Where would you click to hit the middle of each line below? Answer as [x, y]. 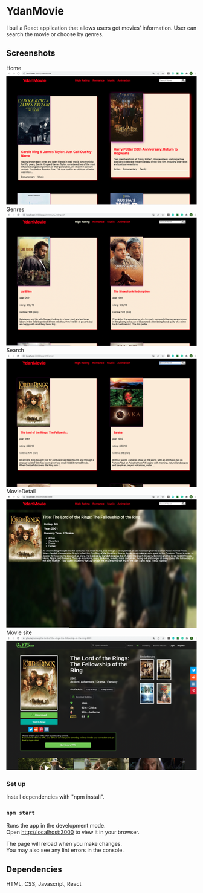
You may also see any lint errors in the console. [65, 850]
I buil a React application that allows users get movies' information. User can [101, 28]
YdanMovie [35, 11]
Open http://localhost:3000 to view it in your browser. [73, 832]
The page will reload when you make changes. [64, 844]
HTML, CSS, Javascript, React [44, 884]
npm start [21, 813]
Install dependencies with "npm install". [55, 797]
